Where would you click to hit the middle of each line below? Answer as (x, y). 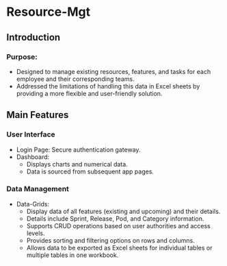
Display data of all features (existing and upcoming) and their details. (123, 211)
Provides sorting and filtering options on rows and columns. (111, 240)
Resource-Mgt (49, 12)
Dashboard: (33, 157)
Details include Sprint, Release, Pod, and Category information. (115, 218)
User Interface (31, 134)
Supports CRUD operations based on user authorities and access (118, 226)
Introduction (34, 37)
